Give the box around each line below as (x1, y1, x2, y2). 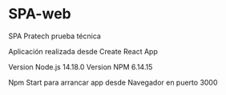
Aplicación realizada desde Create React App (8, 46, 158, 56)
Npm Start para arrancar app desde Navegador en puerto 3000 (8, 77, 218, 87)
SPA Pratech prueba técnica (8, 31, 102, 41)
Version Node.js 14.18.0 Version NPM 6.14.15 (8, 61, 153, 72)
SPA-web (8, 5, 71, 23)
